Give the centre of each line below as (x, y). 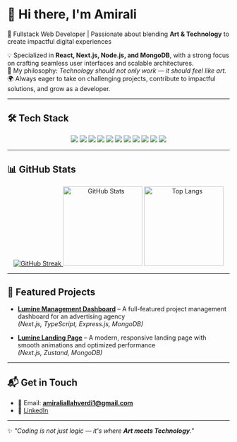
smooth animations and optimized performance (86, 345)
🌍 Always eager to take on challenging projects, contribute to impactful (111, 78)
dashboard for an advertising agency (71, 316)
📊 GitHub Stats (42, 170)
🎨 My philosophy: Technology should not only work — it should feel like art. (117, 71)
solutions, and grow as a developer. (59, 88)
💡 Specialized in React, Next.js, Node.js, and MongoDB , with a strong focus (118, 55)
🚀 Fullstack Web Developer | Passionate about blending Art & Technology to (119, 34)
